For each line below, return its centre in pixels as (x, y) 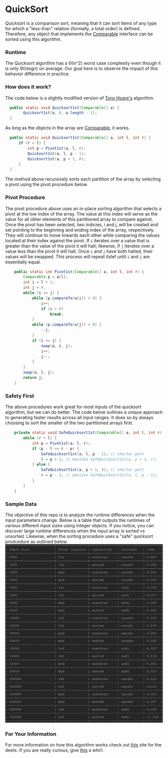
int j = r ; (34, 288)
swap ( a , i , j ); (56, 346)
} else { (41, 464)
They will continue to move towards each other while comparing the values (82, 235)
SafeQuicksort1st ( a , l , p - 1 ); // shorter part (92, 454)
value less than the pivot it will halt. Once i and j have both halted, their (79, 251)
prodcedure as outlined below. (36, 541)
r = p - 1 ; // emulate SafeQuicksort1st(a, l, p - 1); (99, 475)
